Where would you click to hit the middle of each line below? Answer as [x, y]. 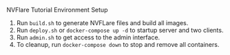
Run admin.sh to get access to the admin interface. [88, 37]
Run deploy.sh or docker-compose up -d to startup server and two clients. [120, 30]
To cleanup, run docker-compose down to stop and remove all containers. [118, 44]
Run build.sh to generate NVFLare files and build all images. [102, 23]
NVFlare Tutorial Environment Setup [57, 10]
